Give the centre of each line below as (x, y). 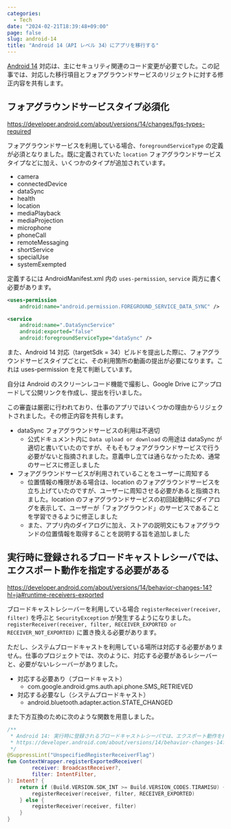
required (19, 131)
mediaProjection (40, 220)
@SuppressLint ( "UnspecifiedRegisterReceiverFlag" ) (81, 755)
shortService (35, 249)
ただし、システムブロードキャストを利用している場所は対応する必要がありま (115, 647)
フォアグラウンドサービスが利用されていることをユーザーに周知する (113, 474)
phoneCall (32, 235)
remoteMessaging (43, 242)
